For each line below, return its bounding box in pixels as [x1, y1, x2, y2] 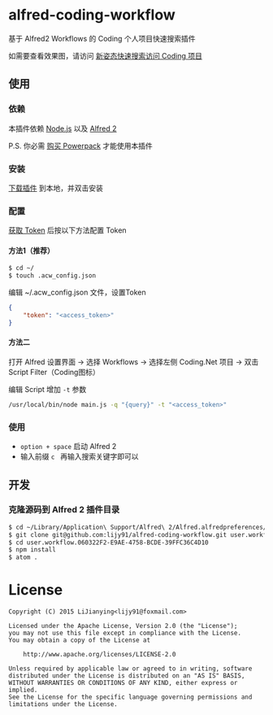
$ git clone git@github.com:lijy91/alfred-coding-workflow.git [8, 530, 227, 538]
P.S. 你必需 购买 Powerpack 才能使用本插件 [8, 141, 153, 150]
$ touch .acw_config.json [8, 272, 96, 280]
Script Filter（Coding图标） [8, 368, 100, 377]
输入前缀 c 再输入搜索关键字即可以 [19, 451, 139, 461]
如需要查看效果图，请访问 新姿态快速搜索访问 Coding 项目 [8, 50, 203, 60]
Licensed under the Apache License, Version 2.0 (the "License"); [8, 622, 238, 630]
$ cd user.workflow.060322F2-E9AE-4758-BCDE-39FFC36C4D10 [8, 538, 209, 547]
